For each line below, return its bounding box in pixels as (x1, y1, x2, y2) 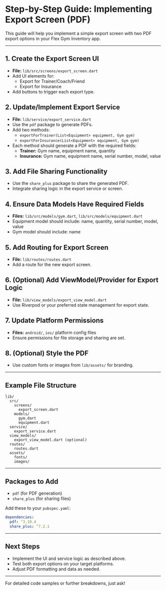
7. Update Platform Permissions (5, 317, 104, 325)
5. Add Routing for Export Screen (5, 243, 109, 252)
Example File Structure (5, 381, 77, 389)
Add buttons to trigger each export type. (12, 89, 95, 94)
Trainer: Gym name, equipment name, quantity (19, 147, 116, 154)
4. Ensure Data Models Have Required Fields (5, 200, 144, 208)
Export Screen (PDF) (5, 14, 90, 25)
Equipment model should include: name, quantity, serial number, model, (12, 219, 159, 225)
